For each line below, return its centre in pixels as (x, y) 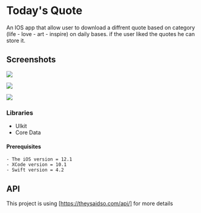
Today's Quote (44, 11)
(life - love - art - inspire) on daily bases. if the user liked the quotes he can (101, 34)
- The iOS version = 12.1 (39, 159)
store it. (16, 40)
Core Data (28, 132)
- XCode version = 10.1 (37, 165)
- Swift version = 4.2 (35, 170)
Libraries (20, 112)
